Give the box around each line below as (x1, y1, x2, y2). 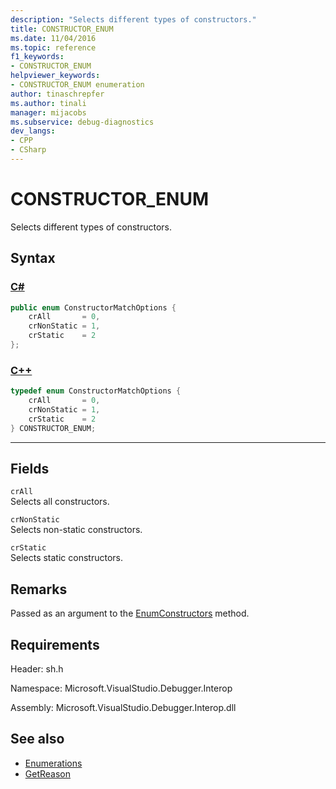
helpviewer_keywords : (10, 71, 101, 81)
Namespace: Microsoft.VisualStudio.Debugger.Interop (10, 682, 233, 694)
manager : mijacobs (10, 107, 87, 118)
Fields (10, 460, 50, 477)
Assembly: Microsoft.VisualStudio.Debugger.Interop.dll (10, 701, 237, 713)
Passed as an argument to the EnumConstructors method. (10, 607, 250, 620)
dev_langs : (10, 126, 56, 136)
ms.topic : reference (10, 42, 97, 53)
